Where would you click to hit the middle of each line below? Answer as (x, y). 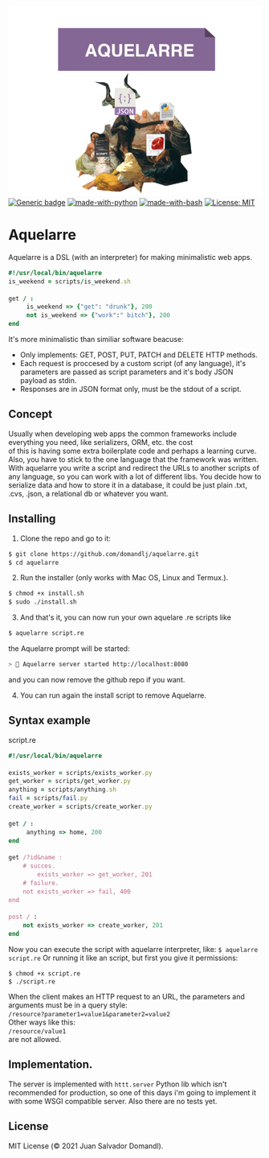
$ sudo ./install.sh (43, 602)
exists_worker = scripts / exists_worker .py (80, 773)
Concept (31, 414)
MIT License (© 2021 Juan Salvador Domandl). (86, 1146)
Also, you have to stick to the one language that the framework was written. (133, 459)
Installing (32, 519)
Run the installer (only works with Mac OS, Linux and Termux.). (124, 578)
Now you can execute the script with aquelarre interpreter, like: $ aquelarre (133, 949)
